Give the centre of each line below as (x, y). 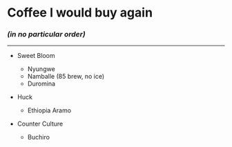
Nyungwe (41, 69)
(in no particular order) (46, 35)
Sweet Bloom (36, 56)
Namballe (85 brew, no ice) (66, 77)
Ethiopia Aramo (49, 110)
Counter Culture (40, 124)
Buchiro (39, 137)
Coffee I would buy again (80, 13)
